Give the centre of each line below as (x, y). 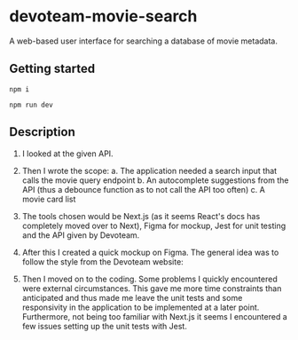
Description (42, 132)
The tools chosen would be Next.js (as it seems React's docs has (141, 216)
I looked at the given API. (67, 154)
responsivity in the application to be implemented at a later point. (141, 307)
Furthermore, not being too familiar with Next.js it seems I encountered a (155, 316)
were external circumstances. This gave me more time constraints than (152, 288)
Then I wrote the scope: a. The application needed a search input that (149, 170)
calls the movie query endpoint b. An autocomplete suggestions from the (155, 180)
